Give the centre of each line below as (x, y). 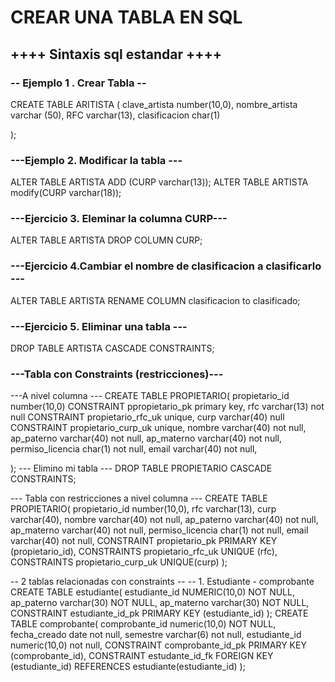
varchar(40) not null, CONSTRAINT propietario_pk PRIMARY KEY (144, 541)
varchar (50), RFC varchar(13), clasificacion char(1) (115, 115)
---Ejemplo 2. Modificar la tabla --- (96, 160)
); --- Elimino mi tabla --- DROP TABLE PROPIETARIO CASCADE (141, 468)
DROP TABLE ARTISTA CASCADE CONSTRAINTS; (112, 348)
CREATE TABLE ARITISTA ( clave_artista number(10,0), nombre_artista (154, 104)
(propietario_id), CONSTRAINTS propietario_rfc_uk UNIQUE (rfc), (144, 552)
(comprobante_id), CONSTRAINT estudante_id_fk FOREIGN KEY (142, 656)
